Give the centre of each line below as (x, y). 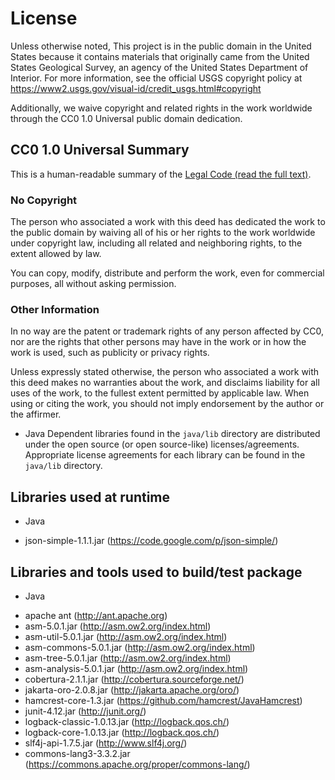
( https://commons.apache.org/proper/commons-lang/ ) (137, 764)
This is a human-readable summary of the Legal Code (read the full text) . (161, 174)
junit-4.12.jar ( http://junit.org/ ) (85, 711)
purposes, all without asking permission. (93, 284)
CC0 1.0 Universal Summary (100, 150)
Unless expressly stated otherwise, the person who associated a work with (165, 372)
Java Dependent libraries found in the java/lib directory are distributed (172, 434)
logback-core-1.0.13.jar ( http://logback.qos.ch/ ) (122, 732)
